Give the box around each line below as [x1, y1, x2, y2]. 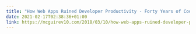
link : [6, 19, 19, 25]
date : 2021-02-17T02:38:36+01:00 [6, 14, 87, 20]
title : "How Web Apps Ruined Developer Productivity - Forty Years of [6, 8, 181, 14]
